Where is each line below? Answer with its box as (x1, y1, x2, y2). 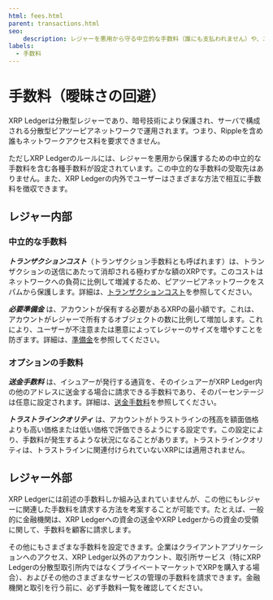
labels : (8, 42, 35, 50)
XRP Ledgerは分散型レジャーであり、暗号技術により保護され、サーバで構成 (8, 115, 261, 125)
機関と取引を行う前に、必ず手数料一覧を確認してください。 (8, 582, 207, 592)
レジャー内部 (8, 210, 72, 224)
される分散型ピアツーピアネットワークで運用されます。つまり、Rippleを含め (8, 125, 264, 135)
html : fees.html (8, 11, 63, 20)
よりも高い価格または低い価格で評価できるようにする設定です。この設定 (8, 424, 250, 434)
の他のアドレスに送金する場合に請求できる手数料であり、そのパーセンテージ (8, 387, 264, 397)
